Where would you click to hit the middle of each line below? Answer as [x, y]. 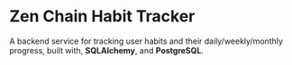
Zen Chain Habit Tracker [102, 16]
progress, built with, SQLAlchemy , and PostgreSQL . [107, 50]
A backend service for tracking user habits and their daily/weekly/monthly [146, 41]
